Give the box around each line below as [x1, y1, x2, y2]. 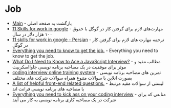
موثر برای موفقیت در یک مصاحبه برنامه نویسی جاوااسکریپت [12, 64, 126, 70]
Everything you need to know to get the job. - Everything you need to [12, 47, 158, 53]
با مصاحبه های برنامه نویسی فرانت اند [12, 85, 84, 92]
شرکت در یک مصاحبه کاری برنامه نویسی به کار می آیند [12, 96, 116, 103]
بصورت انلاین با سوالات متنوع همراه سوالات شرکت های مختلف [12, 75, 133, 81]
